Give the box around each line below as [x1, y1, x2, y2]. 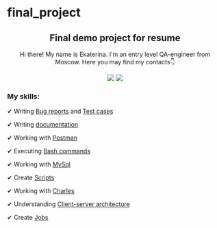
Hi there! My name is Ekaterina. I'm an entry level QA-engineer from [19, 50, 211, 58]
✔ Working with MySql [7, 160, 71, 168]
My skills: [7, 91, 40, 101]
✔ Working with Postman [7, 134, 77, 142]
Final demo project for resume [49, 32, 181, 44]
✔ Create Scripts [7, 173, 55, 182]
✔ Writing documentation [7, 121, 79, 129]
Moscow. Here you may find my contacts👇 [54, 58, 176, 66]
